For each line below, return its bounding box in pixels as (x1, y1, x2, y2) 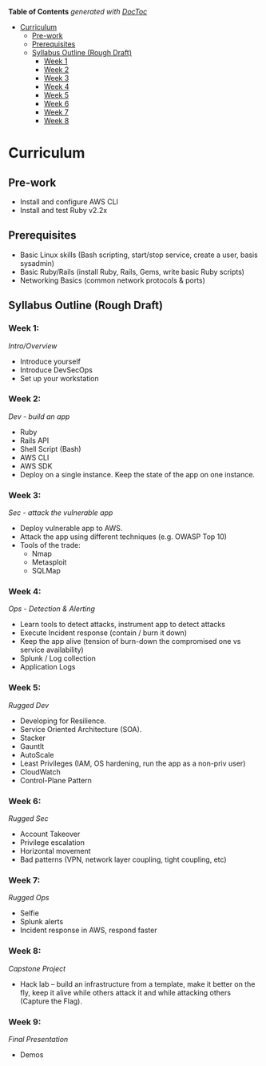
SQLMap (31, 566, 62, 576)
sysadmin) (19, 258, 54, 268)
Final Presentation (8, 1034, 69, 1044)
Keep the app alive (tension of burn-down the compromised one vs (19, 637, 241, 646)
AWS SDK (19, 461, 53, 471)
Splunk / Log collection (19, 654, 96, 663)
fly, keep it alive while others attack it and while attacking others (19, 988, 232, 997)
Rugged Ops (8, 893, 50, 903)
